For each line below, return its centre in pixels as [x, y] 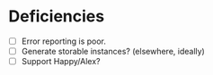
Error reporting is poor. [64, 41]
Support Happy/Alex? [61, 62]
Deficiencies [57, 17]
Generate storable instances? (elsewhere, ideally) [113, 51]
